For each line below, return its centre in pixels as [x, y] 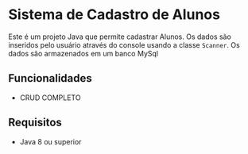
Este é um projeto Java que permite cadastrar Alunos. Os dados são [120, 37]
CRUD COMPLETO [50, 98]
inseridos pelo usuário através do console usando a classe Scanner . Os [124, 44]
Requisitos [35, 123]
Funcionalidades [50, 78]
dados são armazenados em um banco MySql [83, 53]
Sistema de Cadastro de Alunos [114, 15]
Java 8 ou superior [50, 141]
